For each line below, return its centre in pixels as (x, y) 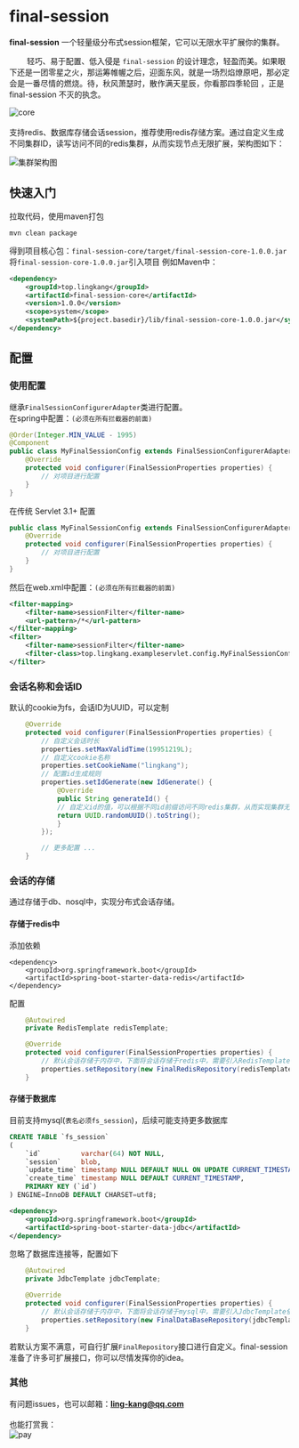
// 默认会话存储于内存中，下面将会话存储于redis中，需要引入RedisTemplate (166, 1061)
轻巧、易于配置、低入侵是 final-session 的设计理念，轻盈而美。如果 (152, 61)
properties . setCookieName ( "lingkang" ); (115, 766)
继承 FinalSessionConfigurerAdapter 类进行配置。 (98, 407)
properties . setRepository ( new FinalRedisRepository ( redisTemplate (167, 1069)
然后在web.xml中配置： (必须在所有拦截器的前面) (93, 587)
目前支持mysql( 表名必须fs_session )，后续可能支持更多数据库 (119, 1120)
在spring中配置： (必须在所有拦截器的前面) (81, 418)
